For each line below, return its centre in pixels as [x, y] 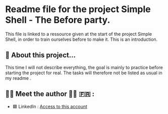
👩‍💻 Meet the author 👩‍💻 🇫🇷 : [50, 94]
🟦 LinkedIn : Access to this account [50, 106]
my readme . [18, 78]
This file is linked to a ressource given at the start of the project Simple [79, 34]
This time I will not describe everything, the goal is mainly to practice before [84, 67]
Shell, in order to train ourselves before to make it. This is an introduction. [81, 39]
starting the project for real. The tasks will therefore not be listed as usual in [84, 73]
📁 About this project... [40, 55]
